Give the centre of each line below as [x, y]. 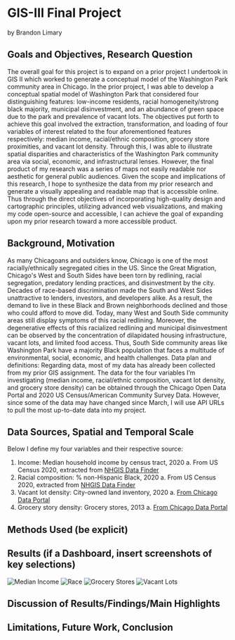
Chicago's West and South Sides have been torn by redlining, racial [105, 275]
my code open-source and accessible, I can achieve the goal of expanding [115, 213]
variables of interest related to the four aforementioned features [99, 131]
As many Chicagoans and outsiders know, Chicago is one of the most [108, 260]
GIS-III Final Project [64, 13]
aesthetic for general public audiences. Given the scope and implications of [116, 176]
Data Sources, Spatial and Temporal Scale [101, 432]
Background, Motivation [61, 243]
